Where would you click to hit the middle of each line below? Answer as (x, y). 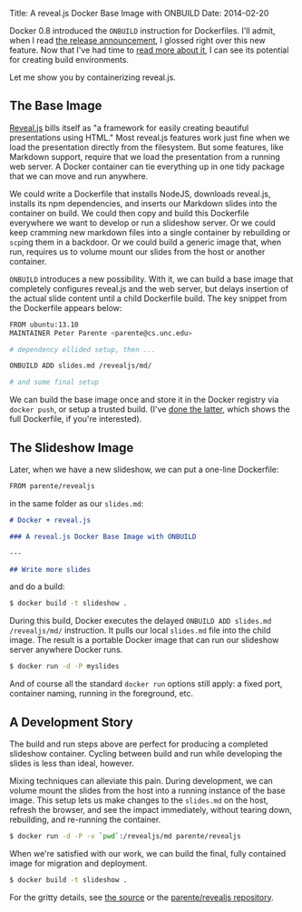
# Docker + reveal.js (50, 520)
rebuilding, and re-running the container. (85, 819)
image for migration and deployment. (78, 863)
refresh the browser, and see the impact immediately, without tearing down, (151, 809)
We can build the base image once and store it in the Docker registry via (144, 400)
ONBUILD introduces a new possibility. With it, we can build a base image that (151, 279)
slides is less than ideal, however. (72, 763)
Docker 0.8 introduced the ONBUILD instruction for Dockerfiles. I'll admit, (142, 30)
